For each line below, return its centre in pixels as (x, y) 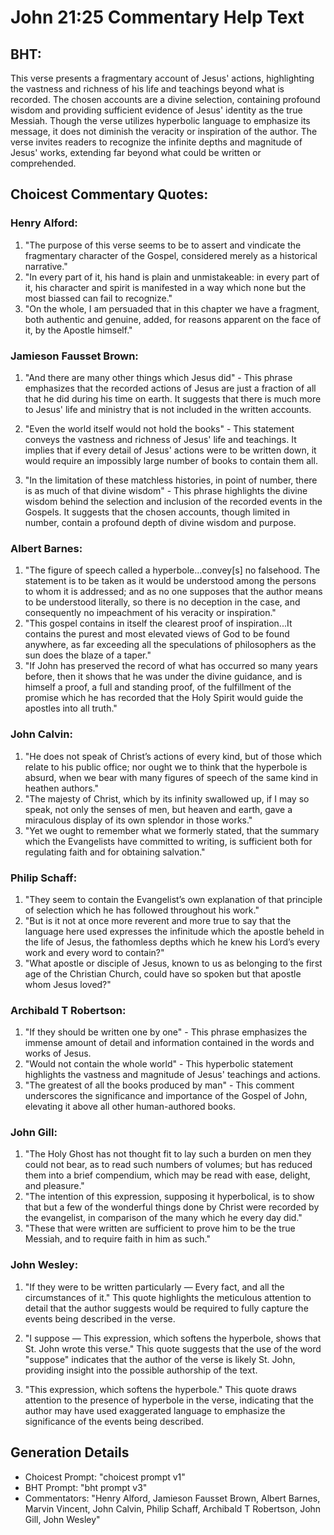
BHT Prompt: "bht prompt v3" (86, 1487)
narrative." (46, 266)
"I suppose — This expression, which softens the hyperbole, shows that (173, 1338)
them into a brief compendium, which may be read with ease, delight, (167, 1175)
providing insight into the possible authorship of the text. (141, 1370)
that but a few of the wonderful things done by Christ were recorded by (172, 1207)
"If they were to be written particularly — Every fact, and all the (154, 1287)
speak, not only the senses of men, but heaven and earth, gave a (158, 809)
